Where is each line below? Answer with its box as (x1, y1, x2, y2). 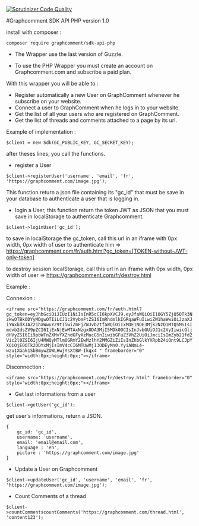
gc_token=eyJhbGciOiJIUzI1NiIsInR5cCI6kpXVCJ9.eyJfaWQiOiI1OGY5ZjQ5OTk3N (6, 311, 193, 317)
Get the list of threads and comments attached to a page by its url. (14, 116, 177, 124)
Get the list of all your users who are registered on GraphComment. (14, 111, 179, 117)
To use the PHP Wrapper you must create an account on (14, 62, 153, 69)
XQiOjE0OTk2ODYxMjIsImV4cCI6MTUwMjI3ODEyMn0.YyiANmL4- (6, 342, 145, 348)
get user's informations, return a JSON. (6, 412, 103, 419)
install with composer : (6, 29, 62, 36)
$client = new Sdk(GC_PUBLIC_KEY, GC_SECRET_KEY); (6, 140, 134, 146)
